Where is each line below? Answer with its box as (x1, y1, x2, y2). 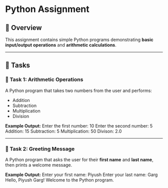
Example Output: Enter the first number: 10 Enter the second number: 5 (5, 122, 153, 128)
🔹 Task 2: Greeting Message (5, 145, 75, 152)
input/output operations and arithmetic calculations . (5, 42, 116, 48)
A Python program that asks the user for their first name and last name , (5, 156, 153, 162)
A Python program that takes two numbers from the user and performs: (5, 87, 152, 93)
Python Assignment (5, 3, 90, 15)
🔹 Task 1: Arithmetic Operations (5, 76, 83, 83)
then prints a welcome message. (5, 161, 72, 168)
